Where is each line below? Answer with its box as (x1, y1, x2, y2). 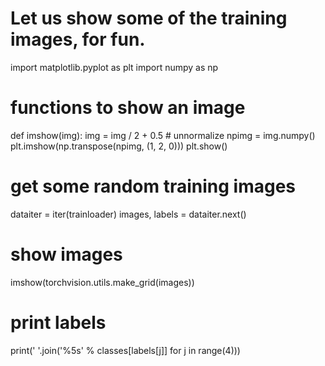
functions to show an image (10, 97, 246, 119)
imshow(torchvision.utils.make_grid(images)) (10, 276, 195, 288)
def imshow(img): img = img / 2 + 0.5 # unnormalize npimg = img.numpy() (10, 129, 316, 141)
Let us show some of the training (10, 7, 288, 30)
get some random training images (10, 175, 297, 198)
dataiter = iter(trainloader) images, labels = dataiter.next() (10, 208, 247, 220)
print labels (10, 311, 107, 334)
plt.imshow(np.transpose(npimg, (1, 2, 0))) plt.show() (10, 140, 228, 152)
